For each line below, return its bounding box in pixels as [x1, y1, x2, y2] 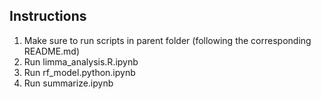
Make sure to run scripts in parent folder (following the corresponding [23, 34, 312, 46]
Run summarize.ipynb [23, 77, 114, 89]
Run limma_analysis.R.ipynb [23, 55, 139, 68]
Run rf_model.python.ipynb [23, 66, 136, 78]
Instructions [9, 8, 87, 25]
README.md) [23, 45, 81, 57]
